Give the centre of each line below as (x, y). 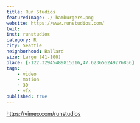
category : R (21, 40)
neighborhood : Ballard (35, 52)
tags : (13, 68)
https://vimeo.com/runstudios (44, 113)
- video (27, 74)
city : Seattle (24, 46)
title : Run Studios (31, 12)
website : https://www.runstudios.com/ (55, 23)
